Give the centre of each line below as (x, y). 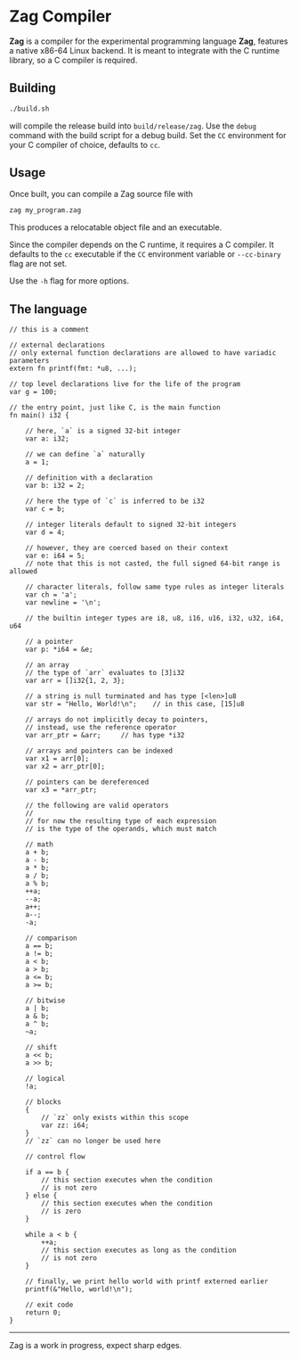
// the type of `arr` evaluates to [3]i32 (105, 673)
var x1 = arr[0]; (57, 759)
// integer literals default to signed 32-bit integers (131, 525)
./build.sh (29, 109)
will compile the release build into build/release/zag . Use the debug (133, 126)
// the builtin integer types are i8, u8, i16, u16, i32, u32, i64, (155, 618)
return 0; (44, 1313)
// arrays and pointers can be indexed (99, 751)
